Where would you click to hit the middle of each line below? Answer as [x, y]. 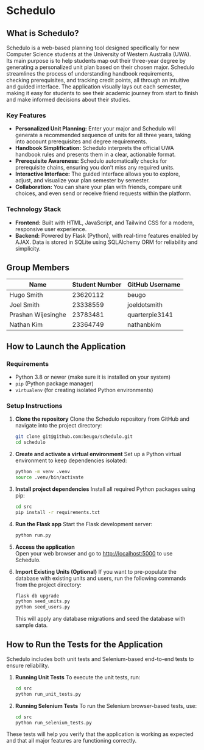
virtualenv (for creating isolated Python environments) [84, 390]
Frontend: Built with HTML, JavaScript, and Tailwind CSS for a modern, [105, 223]
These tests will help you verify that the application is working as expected [100, 734]
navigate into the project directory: [58, 426]
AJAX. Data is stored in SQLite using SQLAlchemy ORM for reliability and [106, 242]
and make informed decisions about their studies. [69, 99]
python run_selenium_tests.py [54, 723]
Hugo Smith [26, 295]
